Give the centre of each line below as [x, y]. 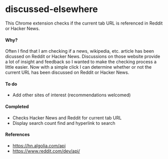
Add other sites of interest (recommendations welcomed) [72, 95]
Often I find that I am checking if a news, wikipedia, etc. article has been [80, 51]
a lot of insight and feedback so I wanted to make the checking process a [81, 62]
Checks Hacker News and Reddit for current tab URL [67, 118]
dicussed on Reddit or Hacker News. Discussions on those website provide [83, 57]
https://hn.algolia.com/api [39, 145]
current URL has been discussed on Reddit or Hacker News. [67, 72]
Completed [17, 106]
